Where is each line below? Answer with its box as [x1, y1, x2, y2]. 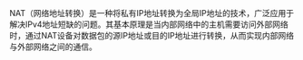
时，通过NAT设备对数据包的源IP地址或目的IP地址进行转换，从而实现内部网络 [9, 30, 295, 40]
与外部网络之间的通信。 [9, 41, 97, 52]
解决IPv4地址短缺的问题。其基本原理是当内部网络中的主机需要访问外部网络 [9, 19, 288, 30]
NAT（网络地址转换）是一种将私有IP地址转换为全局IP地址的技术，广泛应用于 [9, 8, 295, 18]
